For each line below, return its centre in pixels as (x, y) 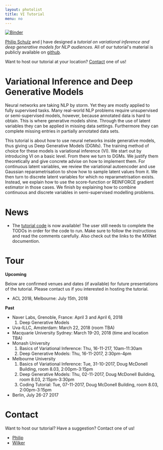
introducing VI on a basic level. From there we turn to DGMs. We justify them (82, 156)
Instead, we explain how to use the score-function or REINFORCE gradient (80, 182)
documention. (26, 241)
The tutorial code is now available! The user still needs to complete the (83, 226)
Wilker (18, 443)
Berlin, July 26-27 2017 (35, 395)
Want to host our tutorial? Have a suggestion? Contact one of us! (70, 428)
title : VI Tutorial (25, 14)
